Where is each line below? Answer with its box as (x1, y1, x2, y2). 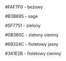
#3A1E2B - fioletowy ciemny (5, 50, 62, 56)
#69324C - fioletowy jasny (5, 41, 59, 47)
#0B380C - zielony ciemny (5, 32, 59, 37)
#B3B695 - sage (5, 13, 38, 19)
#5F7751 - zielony (5, 23, 41, 28)
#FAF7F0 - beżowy (5, 4, 43, 10)
